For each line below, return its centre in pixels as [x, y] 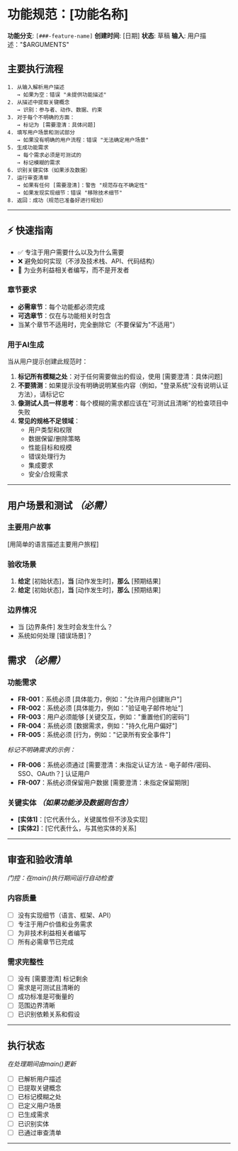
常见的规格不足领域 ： [49, 421]
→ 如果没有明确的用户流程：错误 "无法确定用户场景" [83, 140]
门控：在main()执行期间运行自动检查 [60, 878]
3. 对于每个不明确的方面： [41, 117]
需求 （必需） [36, 660]
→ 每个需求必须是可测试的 [49, 155]
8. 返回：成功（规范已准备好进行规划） [57, 200]
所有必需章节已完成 [46, 942]
